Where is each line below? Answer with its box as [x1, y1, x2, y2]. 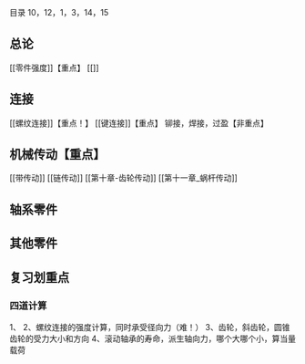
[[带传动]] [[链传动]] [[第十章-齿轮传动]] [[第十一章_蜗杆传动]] [9, 172, 239, 183]
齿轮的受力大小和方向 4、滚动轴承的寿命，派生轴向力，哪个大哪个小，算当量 [9, 333, 296, 344]
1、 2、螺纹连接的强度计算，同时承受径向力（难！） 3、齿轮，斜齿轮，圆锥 [9, 321, 290, 332]
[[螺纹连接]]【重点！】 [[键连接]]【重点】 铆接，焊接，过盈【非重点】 [9, 117, 269, 129]
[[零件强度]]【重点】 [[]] [9, 62, 99, 73]
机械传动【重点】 [9, 147, 106, 162]
